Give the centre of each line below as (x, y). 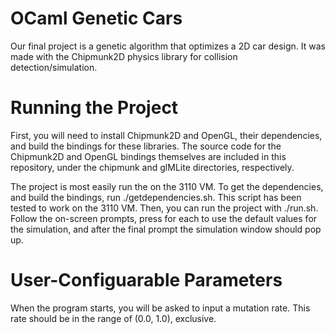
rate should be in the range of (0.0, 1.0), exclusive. (113, 318)
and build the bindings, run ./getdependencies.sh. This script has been (156, 197)
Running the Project (94, 108)
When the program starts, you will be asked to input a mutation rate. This (160, 308)
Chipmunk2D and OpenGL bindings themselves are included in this (148, 156)
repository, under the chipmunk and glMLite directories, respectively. (152, 167)
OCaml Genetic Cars (96, 18)
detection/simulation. (54, 67)
